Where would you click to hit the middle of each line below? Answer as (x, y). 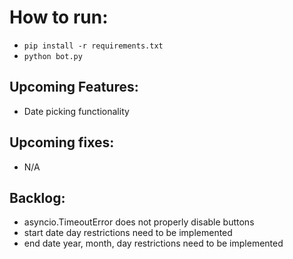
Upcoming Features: (74, 87)
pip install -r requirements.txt (93, 46)
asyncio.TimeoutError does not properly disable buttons (139, 222)
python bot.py (53, 56)
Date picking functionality (76, 111)
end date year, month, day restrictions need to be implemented (153, 243)
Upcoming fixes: (62, 142)
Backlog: (37, 197)
